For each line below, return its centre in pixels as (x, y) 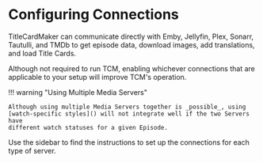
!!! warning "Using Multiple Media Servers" (78, 92)
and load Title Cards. (42, 53)
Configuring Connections (94, 15)
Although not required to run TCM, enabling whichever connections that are (131, 68)
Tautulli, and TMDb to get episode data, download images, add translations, (131, 44)
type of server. (32, 150)
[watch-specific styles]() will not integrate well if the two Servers (129, 114)
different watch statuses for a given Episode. (88, 127)
